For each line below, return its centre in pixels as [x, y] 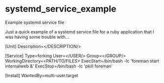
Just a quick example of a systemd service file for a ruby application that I [80, 32]
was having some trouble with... [37, 37]
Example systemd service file [35, 22]
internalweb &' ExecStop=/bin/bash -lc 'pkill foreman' [59, 66]
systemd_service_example [61, 9]
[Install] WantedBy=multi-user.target [42, 75]
